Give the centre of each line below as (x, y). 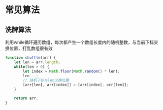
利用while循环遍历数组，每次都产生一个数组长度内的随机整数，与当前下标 (80, 42)
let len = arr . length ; (37, 62)
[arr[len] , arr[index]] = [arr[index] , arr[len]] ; (76, 85)
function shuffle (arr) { (31, 58)
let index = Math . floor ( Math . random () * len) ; (71, 71)
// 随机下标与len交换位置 (46, 80)
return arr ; (26, 98)
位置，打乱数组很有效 (31, 48)
